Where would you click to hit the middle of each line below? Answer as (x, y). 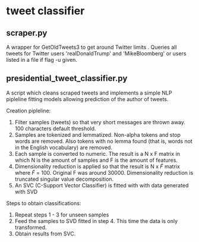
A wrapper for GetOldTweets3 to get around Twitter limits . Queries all (91, 47)
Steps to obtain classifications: (44, 203)
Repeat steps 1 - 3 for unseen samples (62, 215)
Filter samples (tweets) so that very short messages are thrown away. (100, 122)
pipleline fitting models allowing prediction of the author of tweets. (87, 99)
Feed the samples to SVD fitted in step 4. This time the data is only (96, 221)
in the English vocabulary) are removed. (64, 147)
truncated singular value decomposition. (64, 179)
